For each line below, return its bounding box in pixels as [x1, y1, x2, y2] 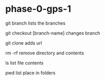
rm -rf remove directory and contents [5, 50, 85, 56]
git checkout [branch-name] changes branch [5, 30, 100, 36]
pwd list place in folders [5, 70, 56, 76]
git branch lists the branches [5, 20, 66, 26]
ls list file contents [5, 59, 44, 66]
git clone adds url [5, 39, 43, 46]
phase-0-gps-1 [5, 3, 71, 15]
